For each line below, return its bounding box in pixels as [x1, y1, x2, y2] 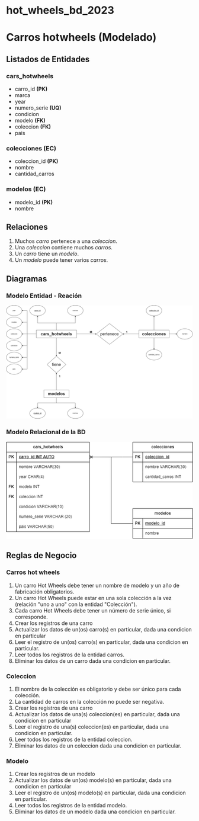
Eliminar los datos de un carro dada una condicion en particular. [14, 657, 171, 664]
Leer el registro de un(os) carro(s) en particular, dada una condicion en [14, 638, 188, 646]
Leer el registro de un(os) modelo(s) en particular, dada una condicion [14, 789, 187, 797]
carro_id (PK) [14, 85, 48, 92]
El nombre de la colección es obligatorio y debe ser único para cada [14, 685, 181, 692]
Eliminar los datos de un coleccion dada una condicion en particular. [14, 742, 182, 749]
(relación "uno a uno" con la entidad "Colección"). [14, 601, 137, 608]
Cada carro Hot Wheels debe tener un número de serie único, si [14, 607, 171, 614]
